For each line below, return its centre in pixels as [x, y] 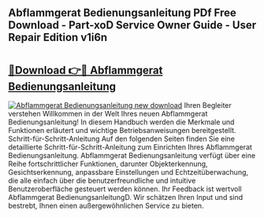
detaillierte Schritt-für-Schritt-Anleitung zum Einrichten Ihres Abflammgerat [130, 147]
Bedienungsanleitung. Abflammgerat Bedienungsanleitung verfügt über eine [132, 155]
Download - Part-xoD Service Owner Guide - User [132, 26]
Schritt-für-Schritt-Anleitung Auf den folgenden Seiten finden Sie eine [121, 139]
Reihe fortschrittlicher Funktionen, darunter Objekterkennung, [108, 164]
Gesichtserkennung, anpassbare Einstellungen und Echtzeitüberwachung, [128, 172]
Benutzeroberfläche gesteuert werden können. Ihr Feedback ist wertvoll [125, 189]
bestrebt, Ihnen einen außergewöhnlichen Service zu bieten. [106, 205]
